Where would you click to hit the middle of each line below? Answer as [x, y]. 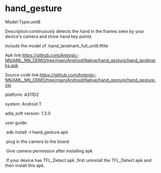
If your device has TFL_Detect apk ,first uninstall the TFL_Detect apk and [79, 160]
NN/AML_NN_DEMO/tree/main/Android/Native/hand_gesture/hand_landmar [80, 60]
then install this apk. [25, 165]
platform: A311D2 [22, 94]
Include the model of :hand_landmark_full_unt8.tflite [57, 46]
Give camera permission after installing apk [49, 151]
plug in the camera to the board [38, 142]
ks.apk [12, 65]
